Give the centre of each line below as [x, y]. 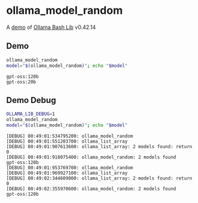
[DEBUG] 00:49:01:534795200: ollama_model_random [70, 136]
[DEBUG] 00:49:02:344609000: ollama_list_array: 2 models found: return [99, 178]
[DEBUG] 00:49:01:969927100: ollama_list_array [67, 173]
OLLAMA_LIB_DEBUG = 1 [31, 114]
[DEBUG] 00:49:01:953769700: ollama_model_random [70, 167]
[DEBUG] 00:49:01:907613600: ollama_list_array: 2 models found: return [99, 146]
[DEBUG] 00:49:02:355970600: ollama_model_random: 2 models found [91, 189]
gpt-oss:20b [21, 82]
